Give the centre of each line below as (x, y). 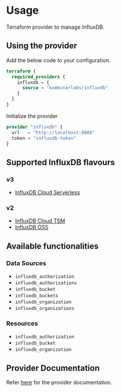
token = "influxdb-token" (44, 138)
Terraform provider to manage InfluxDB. (55, 27)
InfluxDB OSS (32, 227)
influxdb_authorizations (46, 283)
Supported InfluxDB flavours (61, 162)
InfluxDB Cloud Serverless (47, 193)
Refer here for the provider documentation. (59, 382)
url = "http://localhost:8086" (53, 132)
